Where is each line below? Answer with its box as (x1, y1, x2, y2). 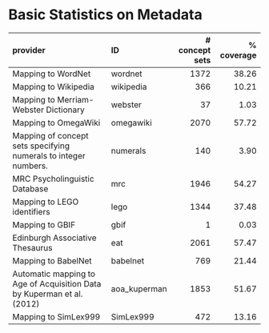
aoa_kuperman (110, 283, 167, 294)
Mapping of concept (12, 130, 89, 141)
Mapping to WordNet (12, 68, 91, 79)
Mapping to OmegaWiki (12, 117, 101, 128)
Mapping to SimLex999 (12, 311, 101, 322)
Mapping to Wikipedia (12, 81, 94, 92)
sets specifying (12, 140, 70, 151)
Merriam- (57, 94, 94, 105)
